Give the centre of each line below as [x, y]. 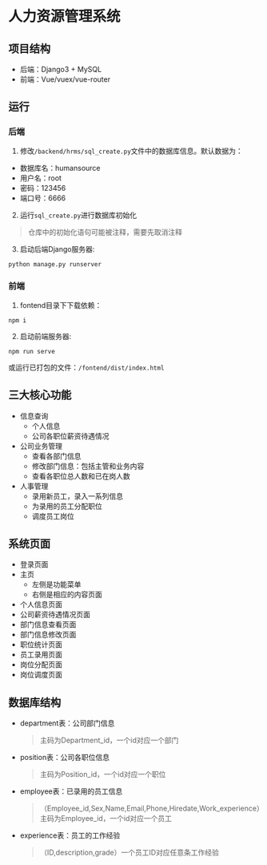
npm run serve [32, 351]
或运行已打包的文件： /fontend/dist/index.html [86, 367]
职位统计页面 [41, 645]
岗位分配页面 [41, 665]
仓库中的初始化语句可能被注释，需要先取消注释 [105, 232]
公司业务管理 [41, 446]
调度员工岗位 [53, 516]
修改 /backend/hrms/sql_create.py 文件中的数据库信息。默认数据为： [132, 151]
